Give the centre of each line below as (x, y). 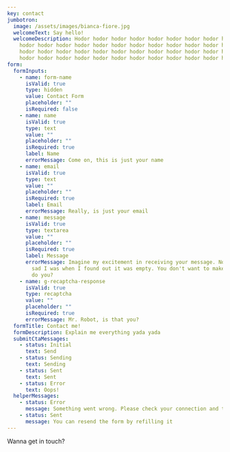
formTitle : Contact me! (47, 326)
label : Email (44, 205)
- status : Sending (46, 358)
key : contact (26, 13)
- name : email (39, 166)
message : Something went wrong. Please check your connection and (122, 409)
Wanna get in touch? (36, 441)
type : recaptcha (48, 294)
